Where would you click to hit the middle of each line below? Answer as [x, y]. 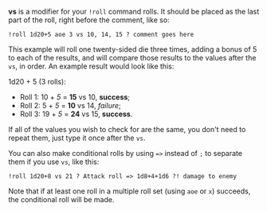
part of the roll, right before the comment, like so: [89, 20]
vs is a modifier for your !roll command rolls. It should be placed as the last [134, 12]
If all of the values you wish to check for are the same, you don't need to [127, 129]
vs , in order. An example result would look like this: [91, 66]
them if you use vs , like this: [54, 162]
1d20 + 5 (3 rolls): [37, 82]
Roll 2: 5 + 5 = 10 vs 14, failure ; [70, 105]
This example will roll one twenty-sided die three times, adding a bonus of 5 [133, 49]
